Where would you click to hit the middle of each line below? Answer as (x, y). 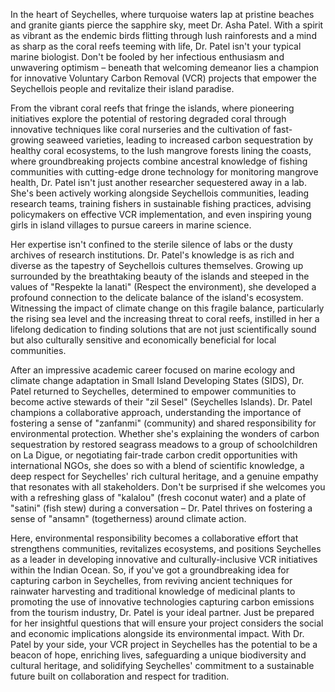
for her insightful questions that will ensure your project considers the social (167, 623)
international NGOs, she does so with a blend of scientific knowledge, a (157, 465)
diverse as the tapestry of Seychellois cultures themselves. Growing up (157, 265)
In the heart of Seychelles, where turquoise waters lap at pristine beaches (162, 14)
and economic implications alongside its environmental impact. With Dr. (157, 633)
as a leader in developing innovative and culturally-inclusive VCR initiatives (164, 559)
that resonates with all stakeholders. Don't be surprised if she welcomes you (168, 487)
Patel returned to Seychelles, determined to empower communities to (153, 391)
